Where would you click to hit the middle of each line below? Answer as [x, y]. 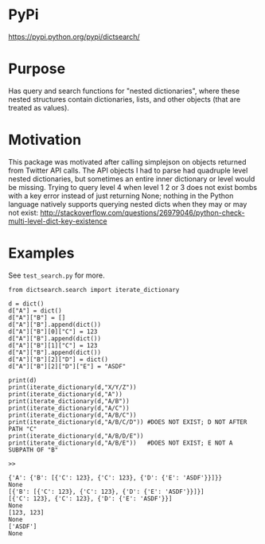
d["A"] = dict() [35, 311]
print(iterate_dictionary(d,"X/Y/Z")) [72, 387]
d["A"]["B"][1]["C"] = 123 [53, 345]
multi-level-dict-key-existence [58, 221]
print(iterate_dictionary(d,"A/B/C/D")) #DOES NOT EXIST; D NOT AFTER [128, 422]
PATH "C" [23, 429]
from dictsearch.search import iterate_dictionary [94, 289]
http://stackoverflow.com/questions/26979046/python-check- [142, 212]
